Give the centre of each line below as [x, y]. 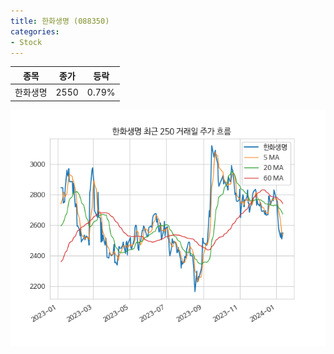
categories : [35, 31]
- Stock [26, 42]
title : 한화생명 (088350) [60, 21]
